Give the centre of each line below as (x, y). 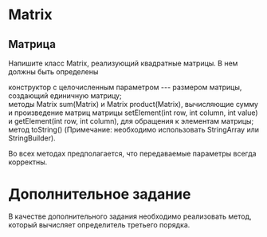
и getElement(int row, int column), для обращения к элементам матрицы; (131, 121)
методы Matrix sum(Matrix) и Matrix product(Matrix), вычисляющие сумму (133, 104)
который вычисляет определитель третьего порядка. (99, 224)
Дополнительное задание (100, 194)
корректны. (28, 162)
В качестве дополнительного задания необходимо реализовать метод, (130, 216)
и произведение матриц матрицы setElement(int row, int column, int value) (133, 113)
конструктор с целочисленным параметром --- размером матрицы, (125, 87)
